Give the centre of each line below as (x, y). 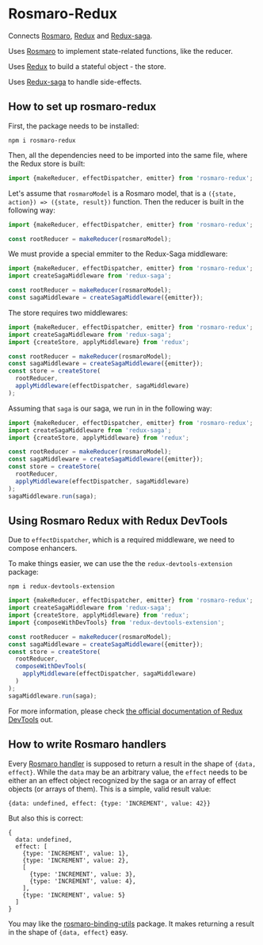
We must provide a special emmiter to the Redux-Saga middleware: (118, 254)
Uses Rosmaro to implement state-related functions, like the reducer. (121, 51)
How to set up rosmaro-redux (82, 107)
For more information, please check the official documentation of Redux (126, 711)
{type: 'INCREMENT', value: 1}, (76, 853)
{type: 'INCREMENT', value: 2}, (76, 860)
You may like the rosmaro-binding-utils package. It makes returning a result (131, 924)
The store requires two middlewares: (68, 312)
